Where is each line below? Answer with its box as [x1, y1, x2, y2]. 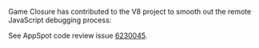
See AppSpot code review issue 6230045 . [8, 31, 148, 40]
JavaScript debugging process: [8, 15, 112, 25]
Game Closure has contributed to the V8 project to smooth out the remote [8, 7, 252, 16]
